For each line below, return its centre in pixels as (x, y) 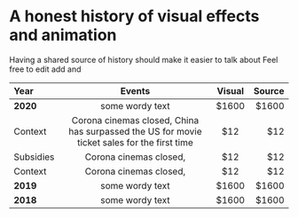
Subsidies (34, 157)
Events (135, 90)
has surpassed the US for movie (135, 131)
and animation (63, 35)
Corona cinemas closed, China (135, 120)
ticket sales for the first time (135, 142)
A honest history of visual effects (134, 16)
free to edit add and (45, 69)
